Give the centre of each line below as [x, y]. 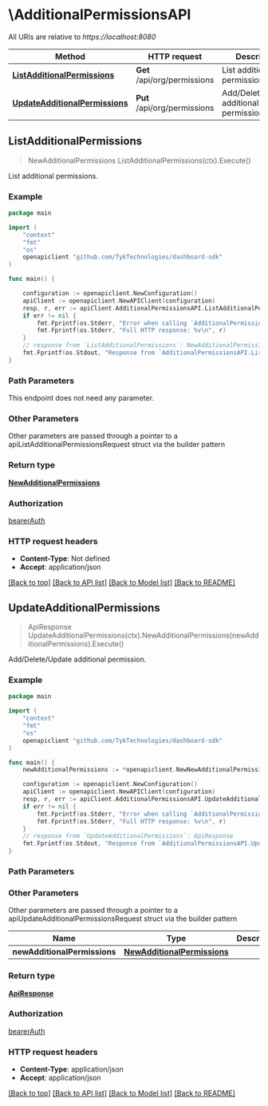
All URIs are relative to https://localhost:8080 [82, 37]
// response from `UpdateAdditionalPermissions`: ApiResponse [128, 836]
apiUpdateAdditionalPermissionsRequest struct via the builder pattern [123, 918]
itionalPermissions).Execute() [76, 644]
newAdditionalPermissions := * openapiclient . [100, 770]
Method [70, 56]
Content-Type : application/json [71, 1069]
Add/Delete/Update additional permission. [77, 659]
